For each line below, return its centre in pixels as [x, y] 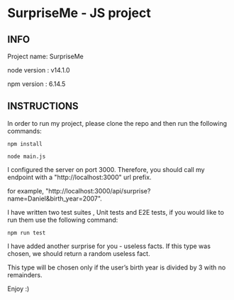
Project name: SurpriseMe [45, 56]
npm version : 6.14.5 [37, 84]
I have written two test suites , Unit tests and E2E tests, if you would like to [116, 212]
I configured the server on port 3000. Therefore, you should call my [106, 169]
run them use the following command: [63, 220]
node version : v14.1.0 [39, 70]
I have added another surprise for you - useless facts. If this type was [109, 246]
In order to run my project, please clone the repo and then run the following [117, 123]
